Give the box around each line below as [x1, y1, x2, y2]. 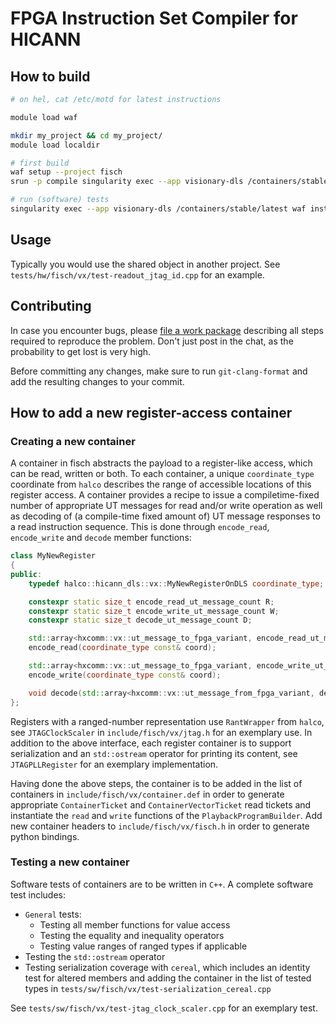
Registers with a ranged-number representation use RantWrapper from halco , [10, 715, 325, 727]
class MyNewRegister [10, 551, 97, 561]
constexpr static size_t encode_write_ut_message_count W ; [28, 606, 280, 616]
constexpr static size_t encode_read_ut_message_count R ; [28, 597, 275, 607]
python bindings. [10, 830, 80, 842]
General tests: [24, 908, 82, 920]
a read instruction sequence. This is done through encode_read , [10, 521, 270, 533]
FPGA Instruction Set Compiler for [10, 7, 298, 30]
